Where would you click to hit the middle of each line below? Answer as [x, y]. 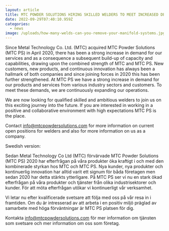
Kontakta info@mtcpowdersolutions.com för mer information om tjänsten [81, 218]
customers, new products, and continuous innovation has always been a [80, 69]
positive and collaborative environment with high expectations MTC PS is [81, 110]
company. [16, 136]
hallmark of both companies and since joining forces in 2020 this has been [82, 74]
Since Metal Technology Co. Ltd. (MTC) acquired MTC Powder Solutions [80, 47]
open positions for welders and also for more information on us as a [75, 131]
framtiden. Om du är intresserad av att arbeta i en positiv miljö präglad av [81, 203]
